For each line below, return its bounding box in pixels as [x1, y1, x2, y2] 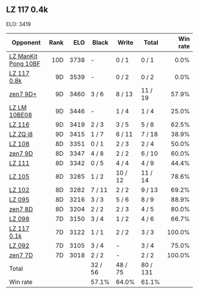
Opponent [11, 38, 41, 46]
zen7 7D [9, 251, 33, 259]
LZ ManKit [9, 52, 38, 60]
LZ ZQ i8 [9, 130, 33, 138]
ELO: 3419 [6, 20, 31, 27]
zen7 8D [9, 205, 33, 213]
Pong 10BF [9, 59, 40, 68]
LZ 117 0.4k [6, 5, 49, 15]
